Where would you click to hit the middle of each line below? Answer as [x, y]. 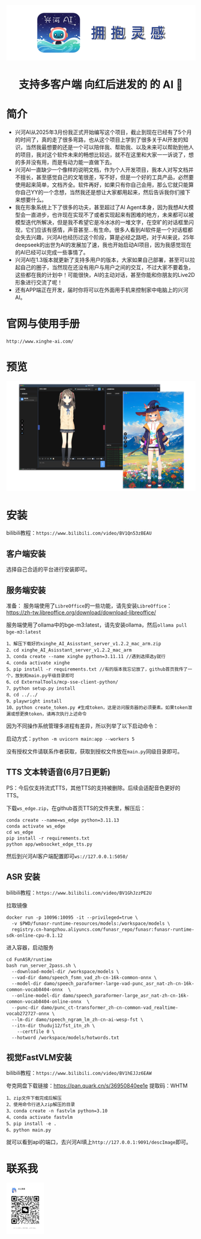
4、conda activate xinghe [38, 663]
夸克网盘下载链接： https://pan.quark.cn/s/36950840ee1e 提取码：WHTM [97, 1086]
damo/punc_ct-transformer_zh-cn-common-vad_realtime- [110, 1008]
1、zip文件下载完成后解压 [34, 1098]
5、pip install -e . [31, 1124]
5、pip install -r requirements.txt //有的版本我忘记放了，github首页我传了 [97, 669]
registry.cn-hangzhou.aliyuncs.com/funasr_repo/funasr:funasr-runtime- [103, 930]
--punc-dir [25, 1008]
